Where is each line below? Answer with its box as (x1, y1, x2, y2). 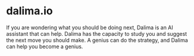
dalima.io (6, 4, 54, 18)
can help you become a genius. (6, 43, 83, 50)
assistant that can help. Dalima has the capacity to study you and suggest (6, 30, 187, 37)
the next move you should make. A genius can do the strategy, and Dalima (6, 36, 189, 43)
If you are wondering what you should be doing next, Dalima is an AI (6, 24, 174, 31)
